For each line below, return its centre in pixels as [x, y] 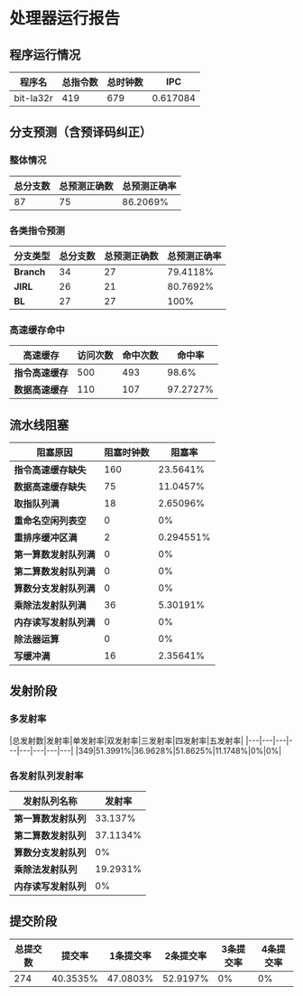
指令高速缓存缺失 [50, 470]
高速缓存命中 [37, 330]
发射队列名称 [50, 802]
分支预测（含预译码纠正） [80, 132]
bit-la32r [33, 98]
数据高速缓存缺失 [50, 487]
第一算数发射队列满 [55, 554]
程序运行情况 [45, 55]
